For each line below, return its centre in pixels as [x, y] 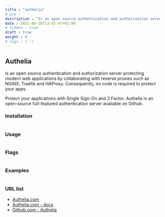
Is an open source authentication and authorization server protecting [75, 73]
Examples [17, 170]
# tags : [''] [20, 42]
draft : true [18, 32]
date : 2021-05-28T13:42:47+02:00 [41, 23]
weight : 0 [16, 37]
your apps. [16, 89]
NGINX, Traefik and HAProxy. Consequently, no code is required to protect [81, 83]
